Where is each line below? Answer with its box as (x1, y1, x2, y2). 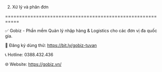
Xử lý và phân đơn (12, 4, 49, 10)
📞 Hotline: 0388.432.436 (5, 52, 53, 57)
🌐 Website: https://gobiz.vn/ (5, 61, 62, 67)
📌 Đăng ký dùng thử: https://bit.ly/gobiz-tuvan (5, 43, 97, 48)
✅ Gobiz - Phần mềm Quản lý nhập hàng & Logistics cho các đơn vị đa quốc (5, 28, 158, 33)
